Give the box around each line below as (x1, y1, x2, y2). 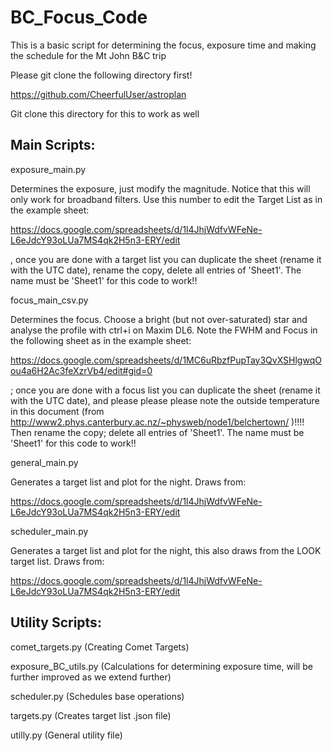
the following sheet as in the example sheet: (10, 334, 192, 346)
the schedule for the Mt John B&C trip (10, 49, 167, 61)
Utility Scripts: (10, 614, 102, 631)
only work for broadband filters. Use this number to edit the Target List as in (10, 193, 323, 205)
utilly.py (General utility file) (10, 729, 123, 741)
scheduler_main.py (10, 525, 89, 537)
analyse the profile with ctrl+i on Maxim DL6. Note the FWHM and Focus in (10, 324, 318, 336)
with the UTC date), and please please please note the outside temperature (10, 394, 320, 406)
